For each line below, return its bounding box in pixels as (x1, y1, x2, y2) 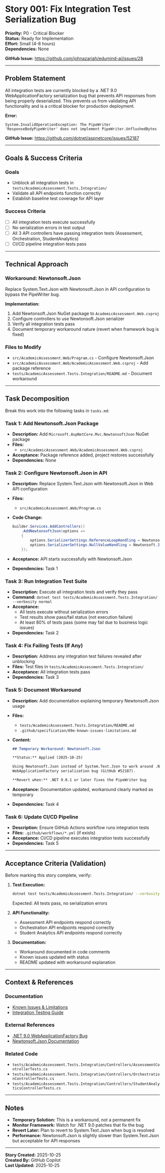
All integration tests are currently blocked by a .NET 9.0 (5, 87, 117, 93)
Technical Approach (5, 260, 69, 269)
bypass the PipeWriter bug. (5, 291, 60, 297)
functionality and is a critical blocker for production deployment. (5, 103, 135, 109)
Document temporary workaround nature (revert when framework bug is (12, 326, 159, 332)
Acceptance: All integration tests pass (12, 669, 90, 675)
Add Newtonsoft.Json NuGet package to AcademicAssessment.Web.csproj (12, 310, 160, 316)
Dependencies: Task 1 (12, 565, 58, 571)
